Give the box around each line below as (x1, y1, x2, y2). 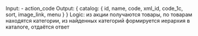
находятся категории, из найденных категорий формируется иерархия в (5, 17, 190, 24)
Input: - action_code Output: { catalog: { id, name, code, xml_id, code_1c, (5, 5, 183, 12)
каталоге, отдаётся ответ (5, 23, 70, 30)
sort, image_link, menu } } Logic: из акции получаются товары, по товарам (5, 11, 193, 18)
